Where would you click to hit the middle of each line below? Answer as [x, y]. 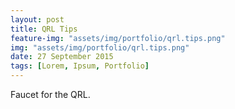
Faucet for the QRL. [50, 94]
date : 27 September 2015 [62, 57]
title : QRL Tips [44, 29]
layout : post [37, 19]
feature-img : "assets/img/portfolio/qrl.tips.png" [118, 38]
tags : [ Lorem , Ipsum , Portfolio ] [80, 66]
